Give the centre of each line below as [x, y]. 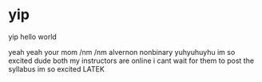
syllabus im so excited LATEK [57, 68]
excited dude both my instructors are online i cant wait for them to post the [131, 61]
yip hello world [33, 37]
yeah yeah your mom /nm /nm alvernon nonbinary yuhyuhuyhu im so [122, 52]
